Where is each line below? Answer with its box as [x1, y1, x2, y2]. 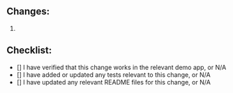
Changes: [6, 6, 50, 17]
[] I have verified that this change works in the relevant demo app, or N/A [16, 63, 227, 71]
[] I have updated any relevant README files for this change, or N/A [16, 78, 211, 86]
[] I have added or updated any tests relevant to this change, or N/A [16, 70, 211, 79]
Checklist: [6, 45, 52, 57]
